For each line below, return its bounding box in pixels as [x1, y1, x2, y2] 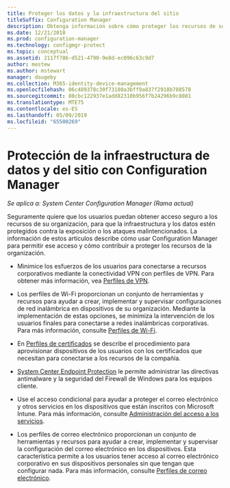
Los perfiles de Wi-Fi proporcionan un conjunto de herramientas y [16, 290, 204, 298]
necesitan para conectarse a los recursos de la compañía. [16, 354, 181, 363]
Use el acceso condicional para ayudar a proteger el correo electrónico [16, 395, 218, 404]
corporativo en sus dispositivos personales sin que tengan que [16, 459, 194, 467]
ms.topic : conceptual [7, 49, 69, 55]
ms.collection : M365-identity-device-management [7, 80, 149, 87]
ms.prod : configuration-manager [7, 36, 99, 42]
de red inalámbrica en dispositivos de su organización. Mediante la [16, 305, 206, 313]
